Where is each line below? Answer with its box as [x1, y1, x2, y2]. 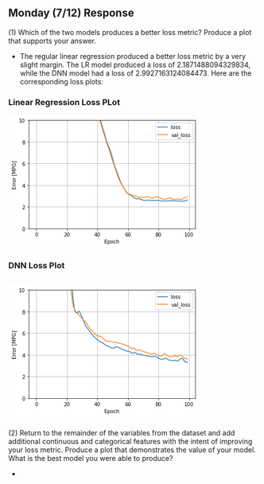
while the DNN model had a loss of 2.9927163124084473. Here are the [19, 68, 252, 78]
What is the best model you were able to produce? [8, 453, 173, 463]
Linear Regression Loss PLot [8, 96, 121, 107]
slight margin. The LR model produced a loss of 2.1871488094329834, [19, 60, 251, 69]
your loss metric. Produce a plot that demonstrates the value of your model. [8, 445, 256, 455]
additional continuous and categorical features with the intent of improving [8, 436, 253, 446]
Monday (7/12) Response [8, 6, 134, 20]
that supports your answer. [8, 36, 97, 45]
